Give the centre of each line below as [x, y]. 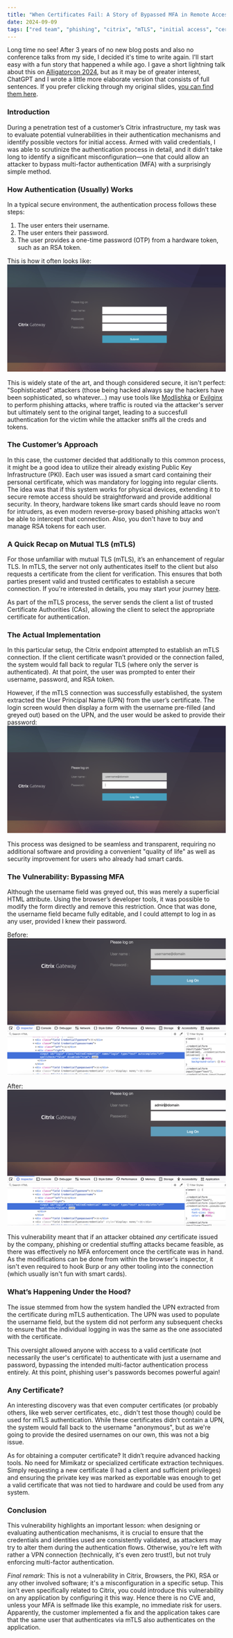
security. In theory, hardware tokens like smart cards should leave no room [114, 504]
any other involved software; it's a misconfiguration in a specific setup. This [115, 1583]
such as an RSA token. [49, 247]
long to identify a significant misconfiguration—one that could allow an [108, 157]
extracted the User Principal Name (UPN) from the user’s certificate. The [111, 700]
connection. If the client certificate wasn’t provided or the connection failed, [115, 657]
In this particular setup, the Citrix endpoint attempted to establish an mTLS [113, 650]
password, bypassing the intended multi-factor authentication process [108, 1365]
